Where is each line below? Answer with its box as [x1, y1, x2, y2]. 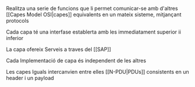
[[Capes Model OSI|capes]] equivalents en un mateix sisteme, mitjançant [6, 11, 182, 18]
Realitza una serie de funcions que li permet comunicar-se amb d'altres [6, 5, 178, 12]
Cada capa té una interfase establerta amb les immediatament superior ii [6, 28, 181, 35]
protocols [6, 17, 29, 24]
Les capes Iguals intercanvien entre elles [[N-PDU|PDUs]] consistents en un [6, 68, 189, 75]
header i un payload [6, 75, 54, 81]
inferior [6, 35, 24, 41]
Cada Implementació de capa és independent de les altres [6, 57, 147, 64]
